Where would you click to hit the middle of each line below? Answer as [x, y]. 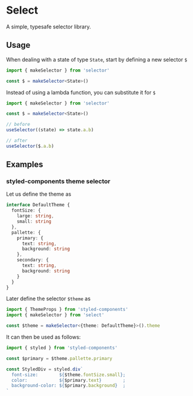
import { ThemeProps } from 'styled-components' [67, 310]
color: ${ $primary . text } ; [69, 380]
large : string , [36, 216]
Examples [25, 165]
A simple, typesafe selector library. [49, 27]
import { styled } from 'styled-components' [62, 348]
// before [18, 125]
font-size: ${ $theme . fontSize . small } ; [69, 375]
